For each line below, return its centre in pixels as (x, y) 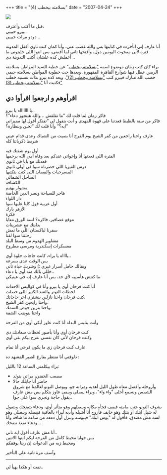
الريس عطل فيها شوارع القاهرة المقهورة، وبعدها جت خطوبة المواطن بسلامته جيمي (82, 72)
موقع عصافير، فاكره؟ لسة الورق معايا (40, 219)
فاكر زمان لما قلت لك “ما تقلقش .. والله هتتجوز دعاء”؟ (56, 115)
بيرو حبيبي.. (16, 31)
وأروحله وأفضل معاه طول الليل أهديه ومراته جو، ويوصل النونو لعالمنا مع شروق (84, 386)
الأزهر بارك (16, 209)
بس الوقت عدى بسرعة (27, 260)
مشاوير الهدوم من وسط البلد (32, 240)
